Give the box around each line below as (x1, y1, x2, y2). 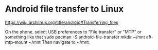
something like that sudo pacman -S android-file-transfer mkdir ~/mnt (5, 34, 145, 40)
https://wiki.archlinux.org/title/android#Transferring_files (5, 19, 118, 25)
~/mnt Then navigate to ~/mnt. (28, 39, 90, 45)
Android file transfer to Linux (5, 3, 124, 15)
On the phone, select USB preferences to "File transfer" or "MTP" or (5, 29, 142, 34)
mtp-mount (5, 39, 28, 45)
